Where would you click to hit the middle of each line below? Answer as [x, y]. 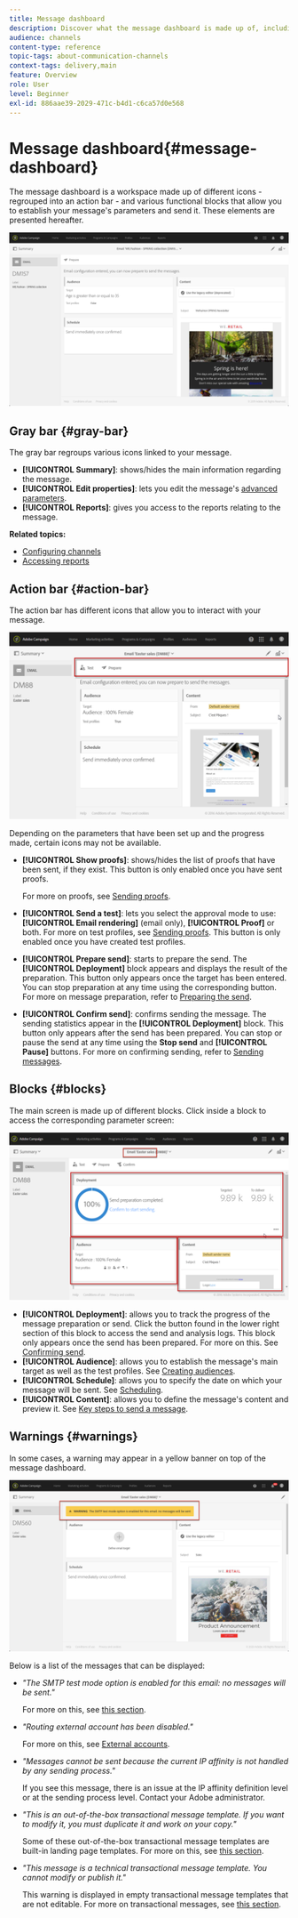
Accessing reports [56, 561]
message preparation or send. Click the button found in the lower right [150, 1323]
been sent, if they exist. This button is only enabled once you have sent [152, 869]
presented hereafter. [47, 220]
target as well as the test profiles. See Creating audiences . [129, 1371]
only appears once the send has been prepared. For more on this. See [150, 1342]
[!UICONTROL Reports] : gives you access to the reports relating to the [151, 508]
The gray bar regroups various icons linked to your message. [121, 453]
